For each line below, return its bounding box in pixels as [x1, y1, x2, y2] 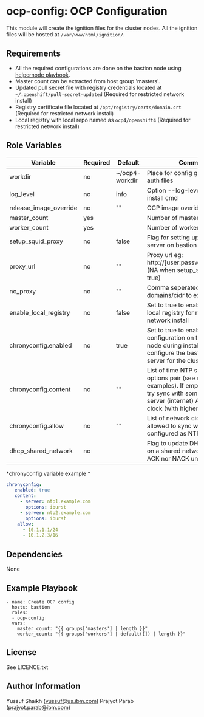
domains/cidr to [146, 290, 192, 299]
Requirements [6, 49, 61, 59]
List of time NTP [146, 366, 193, 374]
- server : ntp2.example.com [19, 509, 91, 516]
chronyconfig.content [9, 385, 71, 393]
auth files [146, 176, 174, 185]
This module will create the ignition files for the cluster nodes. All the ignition [6, 24, 198, 32]
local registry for [146, 308, 194, 317]
